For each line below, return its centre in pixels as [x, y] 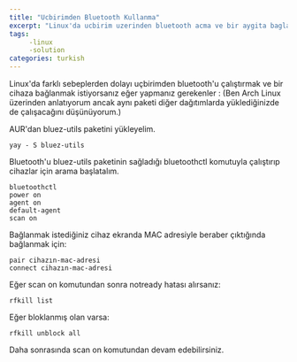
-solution [47, 50]
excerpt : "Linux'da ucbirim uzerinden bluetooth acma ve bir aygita [138, 26]
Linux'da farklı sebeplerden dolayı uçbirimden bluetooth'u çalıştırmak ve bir [146, 84]
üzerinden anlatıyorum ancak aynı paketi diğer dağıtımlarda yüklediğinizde [145, 102]
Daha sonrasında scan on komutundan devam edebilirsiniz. [117, 350]
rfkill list [31, 301]
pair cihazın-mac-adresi [55, 260]
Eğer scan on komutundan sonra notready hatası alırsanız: [115, 285]
